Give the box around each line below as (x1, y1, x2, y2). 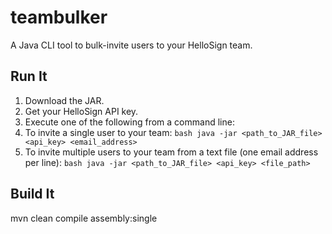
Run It (10, 68, 48, 85)
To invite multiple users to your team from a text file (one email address (24, 146, 319, 158)
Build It (10, 186, 55, 203)
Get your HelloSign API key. (24, 105, 139, 117)
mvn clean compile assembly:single (10, 212, 158, 224)
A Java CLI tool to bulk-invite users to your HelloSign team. (10, 39, 253, 51)
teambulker (10, 6, 108, 29)
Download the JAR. (24, 94, 105, 106)
